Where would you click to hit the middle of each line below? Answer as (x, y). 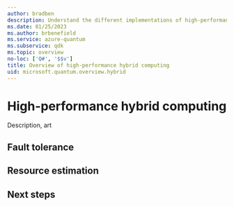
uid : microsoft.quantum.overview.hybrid (67, 72)
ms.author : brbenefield (42, 33)
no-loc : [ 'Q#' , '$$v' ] (40, 59)
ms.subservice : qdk (36, 46)
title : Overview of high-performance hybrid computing (88, 65)
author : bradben (31, 14)
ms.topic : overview (36, 53)
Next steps (31, 194)
